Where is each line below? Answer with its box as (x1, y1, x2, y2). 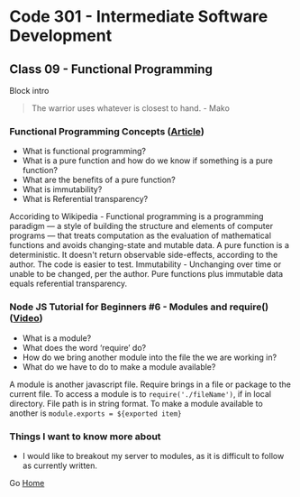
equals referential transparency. (9, 278, 128, 290)
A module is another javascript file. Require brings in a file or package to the (9, 379, 291, 390)
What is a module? (22, 332, 92, 344)
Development (9, 25, 113, 46)
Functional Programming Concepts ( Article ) (9, 124, 205, 137)
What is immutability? (22, 184, 103, 195)
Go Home (9, 477, 45, 488)
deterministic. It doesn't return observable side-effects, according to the (9, 250, 278, 261)
